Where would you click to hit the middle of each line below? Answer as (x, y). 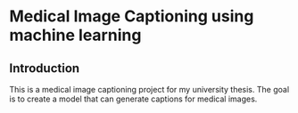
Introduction (45, 68)
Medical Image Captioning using (132, 16)
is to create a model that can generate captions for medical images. (133, 99)
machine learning (75, 35)
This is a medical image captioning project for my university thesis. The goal (149, 89)
